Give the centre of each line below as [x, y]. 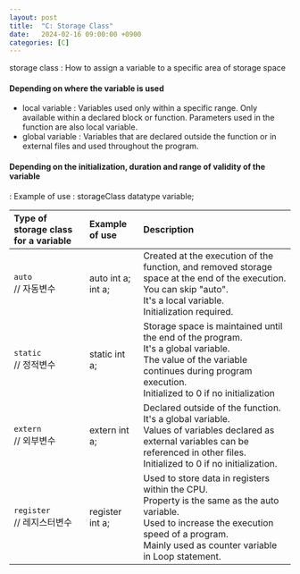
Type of [30, 218]
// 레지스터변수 [43, 522]
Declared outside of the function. [212, 408]
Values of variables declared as [208, 430]
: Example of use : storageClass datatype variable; [102, 196]
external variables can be [196, 441]
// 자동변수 [35, 289]
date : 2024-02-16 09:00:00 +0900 [75, 34]
